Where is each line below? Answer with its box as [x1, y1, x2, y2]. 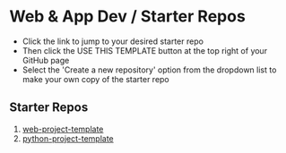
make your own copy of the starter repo [22, 73, 170, 84]
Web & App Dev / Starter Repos [9, 6, 247, 27]
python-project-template [22, 132, 114, 144]
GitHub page [22, 55, 70, 65]
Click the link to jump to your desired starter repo [22, 36, 204, 47]
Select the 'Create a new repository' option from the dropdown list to [22, 64, 277, 75]
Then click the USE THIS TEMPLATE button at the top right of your [22, 45, 267, 55]
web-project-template [22, 123, 104, 134]
